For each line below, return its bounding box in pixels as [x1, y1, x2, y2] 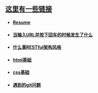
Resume [12, 19, 30, 25]
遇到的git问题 [12, 82, 41, 88]
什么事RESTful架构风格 [12, 44, 61, 50]
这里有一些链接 [5, 5, 52, 14]
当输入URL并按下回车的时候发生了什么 [12, 32, 93, 38]
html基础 [12, 56, 32, 63]
